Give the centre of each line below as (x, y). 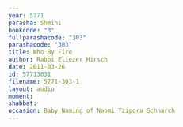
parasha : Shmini (35, 23)
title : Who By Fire (40, 52)
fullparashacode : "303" (48, 37)
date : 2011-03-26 (37, 67)
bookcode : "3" (32, 30)
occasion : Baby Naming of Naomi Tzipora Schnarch (92, 111)
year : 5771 (26, 15)
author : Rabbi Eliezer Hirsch (58, 60)
